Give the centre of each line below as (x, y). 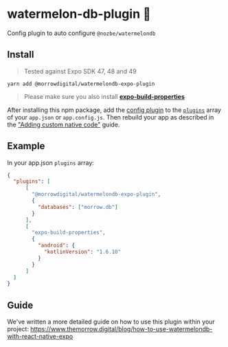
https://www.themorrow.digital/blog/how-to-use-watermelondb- (122, 329)
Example (26, 146)
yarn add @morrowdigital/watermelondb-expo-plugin (81, 84)
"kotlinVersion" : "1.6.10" (82, 252)
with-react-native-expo (40, 337)
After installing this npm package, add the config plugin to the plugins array (114, 110)
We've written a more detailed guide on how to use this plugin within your (111, 322)
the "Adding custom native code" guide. (64, 124)
